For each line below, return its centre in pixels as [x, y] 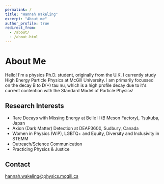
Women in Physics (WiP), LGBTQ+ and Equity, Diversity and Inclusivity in [86, 133]
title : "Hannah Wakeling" [31, 14]
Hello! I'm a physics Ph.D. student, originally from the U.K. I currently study [81, 75]
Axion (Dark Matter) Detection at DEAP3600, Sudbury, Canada [75, 128]
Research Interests [35, 106]
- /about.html [24, 37]
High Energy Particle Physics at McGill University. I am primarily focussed [79, 80]
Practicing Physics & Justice [41, 149]
